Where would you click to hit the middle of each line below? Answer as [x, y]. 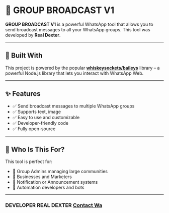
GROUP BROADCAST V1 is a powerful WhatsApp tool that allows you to [79, 24]
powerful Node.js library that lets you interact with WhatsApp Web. [74, 73]
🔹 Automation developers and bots [48, 188]
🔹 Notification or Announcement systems [55, 182]
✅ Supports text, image [37, 112]
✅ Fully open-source [34, 129]
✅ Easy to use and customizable [46, 117]
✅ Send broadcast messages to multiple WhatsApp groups [73, 106]
